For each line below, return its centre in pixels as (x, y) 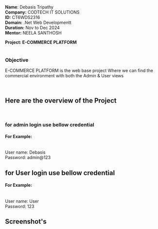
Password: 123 (20, 206)
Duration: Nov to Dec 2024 (32, 28)
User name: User (22, 201)
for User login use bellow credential (60, 173)
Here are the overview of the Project (61, 100)
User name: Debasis (25, 152)
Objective (17, 60)
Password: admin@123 (28, 158)
